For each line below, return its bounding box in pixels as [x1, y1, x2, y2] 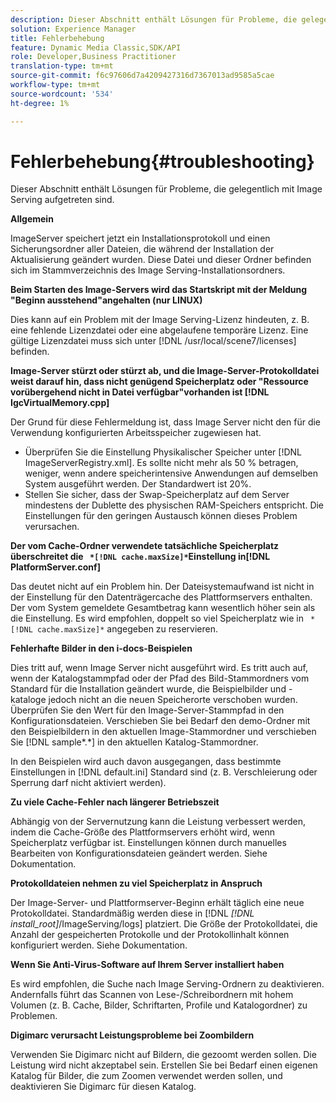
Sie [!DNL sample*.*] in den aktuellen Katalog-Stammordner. [10, 736, 259, 748]
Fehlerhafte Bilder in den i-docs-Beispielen [10, 642, 193, 655]
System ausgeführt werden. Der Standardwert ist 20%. [24, 478, 252, 490]
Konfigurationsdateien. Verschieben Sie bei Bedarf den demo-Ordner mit [10, 715, 311, 727]
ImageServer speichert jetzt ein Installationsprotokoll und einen [10, 232, 271, 245]
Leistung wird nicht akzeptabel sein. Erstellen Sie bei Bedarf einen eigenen [10, 1059, 318, 1071]
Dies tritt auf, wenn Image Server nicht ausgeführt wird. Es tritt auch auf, [10, 662, 309, 674]
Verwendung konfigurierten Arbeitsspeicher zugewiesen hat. [10, 427, 262, 439]
